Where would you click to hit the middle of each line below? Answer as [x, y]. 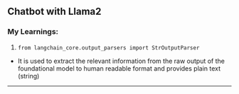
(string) [28, 76]
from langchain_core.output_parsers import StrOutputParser [108, 48]
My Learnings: [33, 32]
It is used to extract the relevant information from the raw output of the [121, 61]
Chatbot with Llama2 [54, 12]
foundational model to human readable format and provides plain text [119, 68]
